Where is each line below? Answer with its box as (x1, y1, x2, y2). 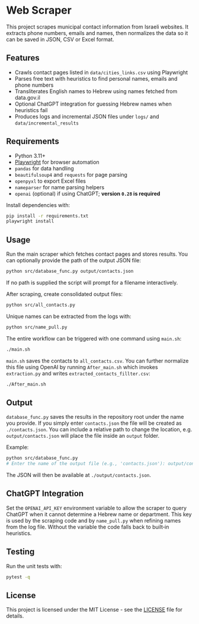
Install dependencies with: (6, 201, 70, 208)
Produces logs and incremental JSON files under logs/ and (14, 113, 159, 120)
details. (6, 612, 24, 620)
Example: (6, 444, 29, 451)
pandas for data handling (14, 164, 74, 172)
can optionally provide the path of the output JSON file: (6, 257, 141, 264)
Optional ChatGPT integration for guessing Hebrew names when (14, 100, 172, 107)
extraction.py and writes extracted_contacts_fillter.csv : (6, 370, 150, 377)
